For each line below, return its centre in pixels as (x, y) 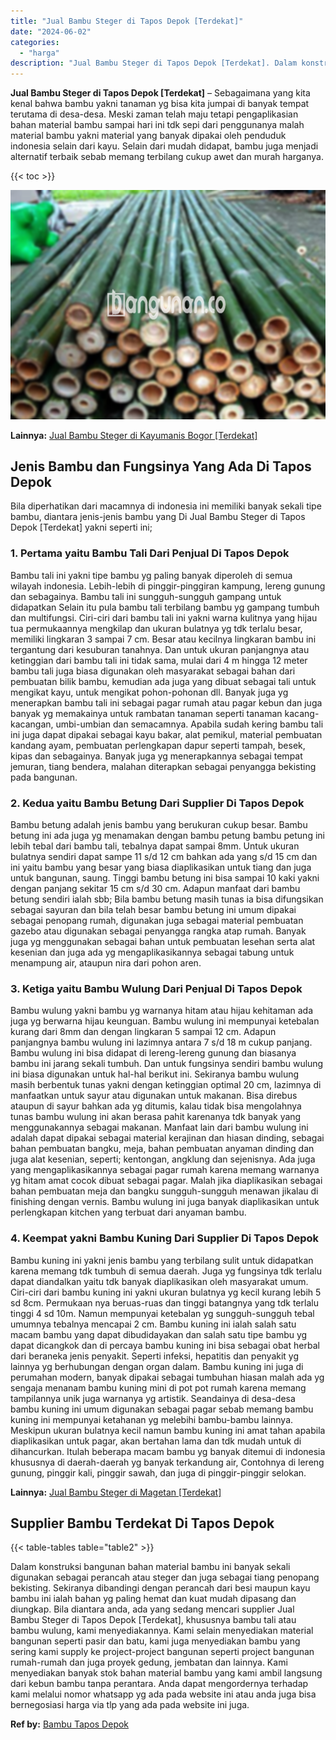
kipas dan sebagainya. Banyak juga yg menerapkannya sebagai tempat (156, 756)
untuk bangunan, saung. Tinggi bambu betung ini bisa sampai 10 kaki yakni (165, 878)
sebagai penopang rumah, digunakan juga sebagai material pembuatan (157, 921)
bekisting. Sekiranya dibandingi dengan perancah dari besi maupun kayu (160, 1588)
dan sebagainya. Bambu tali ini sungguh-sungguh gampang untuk (146, 596)
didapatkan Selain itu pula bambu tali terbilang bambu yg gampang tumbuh (165, 607)
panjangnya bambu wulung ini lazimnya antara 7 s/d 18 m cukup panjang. (161, 1042)
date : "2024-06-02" (51, 31)
